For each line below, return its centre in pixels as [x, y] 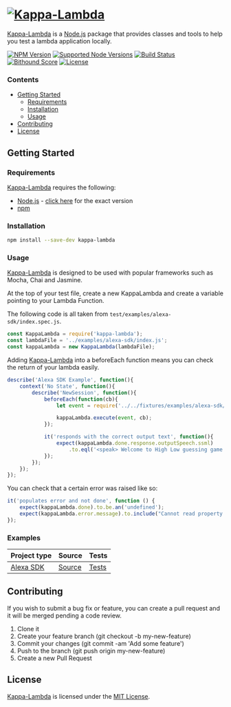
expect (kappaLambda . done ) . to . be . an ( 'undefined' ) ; [92, 507]
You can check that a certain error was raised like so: [82, 488]
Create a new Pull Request [55, 658]
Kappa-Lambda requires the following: [62, 187]
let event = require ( [87, 405]
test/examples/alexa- [141, 315]
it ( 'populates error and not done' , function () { [81, 501]
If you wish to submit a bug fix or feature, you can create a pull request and [113, 608]
